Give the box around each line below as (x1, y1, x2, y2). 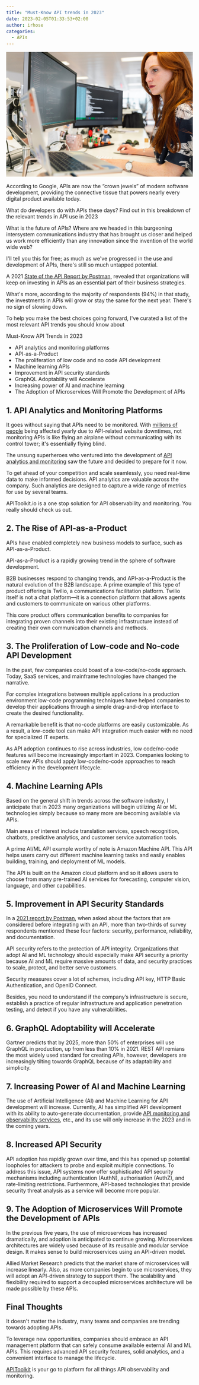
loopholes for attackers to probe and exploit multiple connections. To (6, 1161, 175, 1169)
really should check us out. (6, 506, 72, 514)
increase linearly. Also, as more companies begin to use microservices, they (6, 1266, 192, 1273)
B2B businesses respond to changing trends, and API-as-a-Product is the (6, 575, 186, 582)
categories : (6, 28, 36, 34)
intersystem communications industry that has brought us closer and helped (6, 231, 192, 238)
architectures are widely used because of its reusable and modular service (6, 1241, 188, 1249)
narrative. (6, 679, 30, 686)
